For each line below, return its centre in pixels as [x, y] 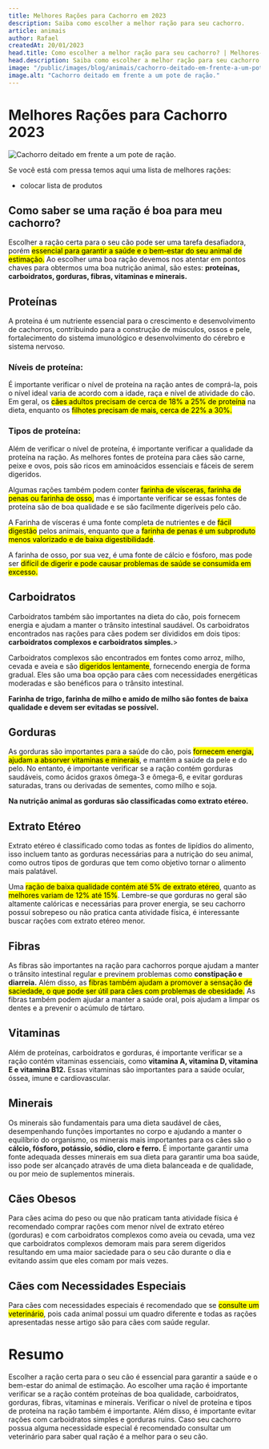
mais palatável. [33, 872]
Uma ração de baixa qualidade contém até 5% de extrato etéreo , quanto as [132, 887]
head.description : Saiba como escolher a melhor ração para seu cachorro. [136, 61]
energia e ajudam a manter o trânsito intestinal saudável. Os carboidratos [129, 625]
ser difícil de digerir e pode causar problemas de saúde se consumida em [130, 563]
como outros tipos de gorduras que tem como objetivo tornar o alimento [127, 863]
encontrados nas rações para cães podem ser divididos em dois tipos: [124, 633]
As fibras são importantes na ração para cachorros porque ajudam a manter [134, 965]
